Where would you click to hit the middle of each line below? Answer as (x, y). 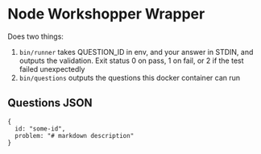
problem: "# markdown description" (75, 135)
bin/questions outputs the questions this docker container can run (130, 77)
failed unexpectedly (52, 69)
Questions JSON (50, 103)
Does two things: (35, 36)
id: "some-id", (40, 129)
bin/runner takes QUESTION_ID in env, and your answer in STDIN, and (136, 52)
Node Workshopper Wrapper (106, 14)
